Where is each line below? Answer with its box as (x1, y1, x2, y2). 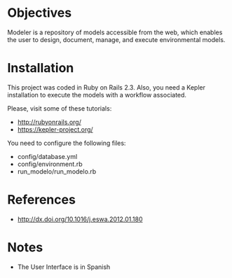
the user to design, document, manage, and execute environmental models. (7, 35, 226, 43)
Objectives (7, 5, 72, 21)
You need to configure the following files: (7, 139, 126, 147)
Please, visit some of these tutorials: (7, 104, 112, 113)
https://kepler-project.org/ (17, 125, 93, 134)
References (7, 192, 76, 208)
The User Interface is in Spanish (17, 263, 111, 271)
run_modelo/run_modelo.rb (17, 167, 97, 176)
